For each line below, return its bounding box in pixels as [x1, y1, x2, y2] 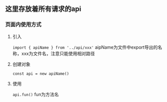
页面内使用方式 [5, 21, 42, 28]
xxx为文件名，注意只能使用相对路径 [21, 50, 95, 56]
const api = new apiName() [12, 71, 69, 76]
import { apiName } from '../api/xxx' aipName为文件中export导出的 [12, 44, 158, 50]
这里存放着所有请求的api [5, 5, 81, 14]
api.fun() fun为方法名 [12, 91, 59, 97]
